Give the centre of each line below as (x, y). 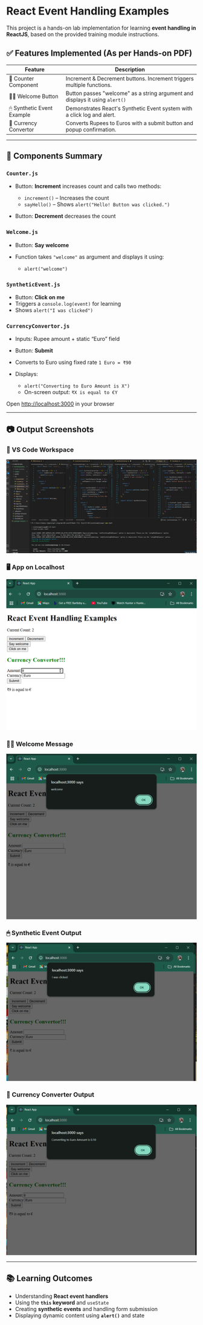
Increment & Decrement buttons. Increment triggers (130, 78)
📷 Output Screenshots (50, 429)
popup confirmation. (91, 130)
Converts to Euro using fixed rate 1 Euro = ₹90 (73, 362)
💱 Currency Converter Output (50, 1095)
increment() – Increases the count (66, 198)
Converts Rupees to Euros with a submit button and (129, 123)
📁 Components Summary (54, 156)
